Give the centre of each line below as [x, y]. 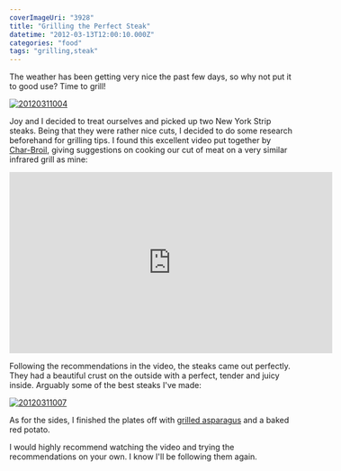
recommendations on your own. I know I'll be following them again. [134, 457]
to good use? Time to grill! [58, 86]
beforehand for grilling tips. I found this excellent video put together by [140, 140]
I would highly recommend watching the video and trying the [122, 448]
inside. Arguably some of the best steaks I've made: [106, 385]
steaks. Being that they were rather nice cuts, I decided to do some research [151, 131]
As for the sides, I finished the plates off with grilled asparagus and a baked [149, 421]
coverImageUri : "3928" [52, 18]
